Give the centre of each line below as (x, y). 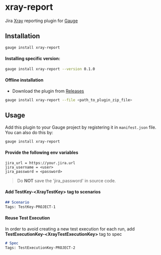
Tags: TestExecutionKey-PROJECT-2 (40, 248)
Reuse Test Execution (28, 218)
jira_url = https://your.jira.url (40, 163)
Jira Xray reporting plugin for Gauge (42, 21)
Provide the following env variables (42, 153)
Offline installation (24, 80)
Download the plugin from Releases (48, 91)
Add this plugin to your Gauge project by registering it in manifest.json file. (81, 127)
